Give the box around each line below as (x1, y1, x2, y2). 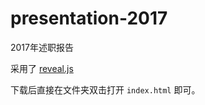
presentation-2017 (10, 7, 168, 30)
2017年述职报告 (10, 41, 74, 53)
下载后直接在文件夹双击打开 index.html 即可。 (10, 83, 201, 96)
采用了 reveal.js (10, 62, 74, 74)
